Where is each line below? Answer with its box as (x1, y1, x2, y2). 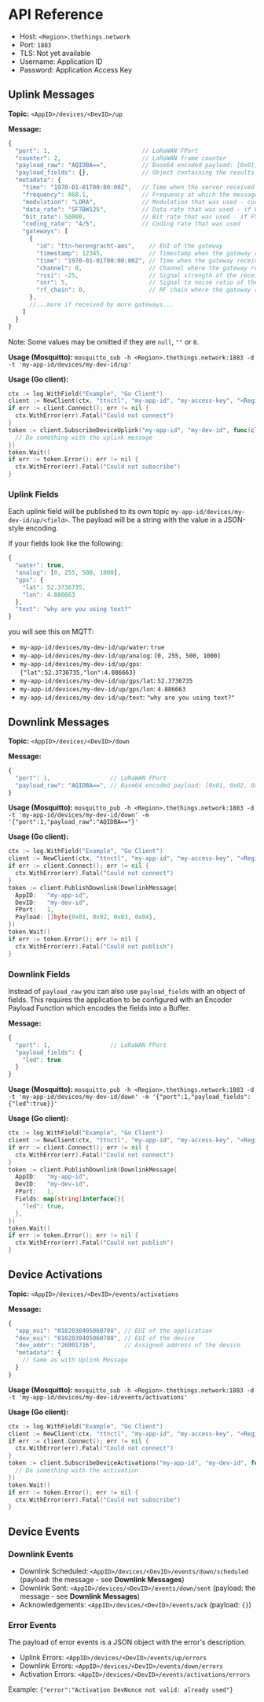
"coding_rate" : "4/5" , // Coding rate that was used (22, 220, 241, 228)
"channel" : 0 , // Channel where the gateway (36, 264, 247, 272)
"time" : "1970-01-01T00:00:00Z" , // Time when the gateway (36, 256, 234, 265)
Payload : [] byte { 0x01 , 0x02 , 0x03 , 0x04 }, (15, 913, 156, 922)
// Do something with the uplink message (15, 434, 153, 441)
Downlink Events (8, 1548, 74, 1559)
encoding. (25, 523, 59, 533)
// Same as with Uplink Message (22, 1356, 128, 1365)
